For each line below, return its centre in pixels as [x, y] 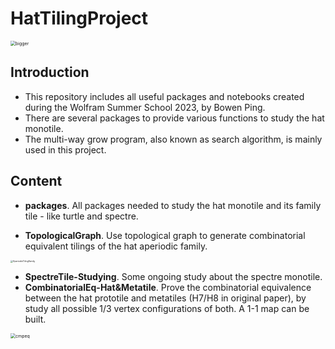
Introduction [50, 72]
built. [35, 319]
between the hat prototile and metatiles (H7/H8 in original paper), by [165, 298]
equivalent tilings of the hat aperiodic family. [116, 246]
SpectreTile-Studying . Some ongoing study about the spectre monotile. [173, 276]
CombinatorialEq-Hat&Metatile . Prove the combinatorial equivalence [168, 287]
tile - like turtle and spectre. [81, 216]
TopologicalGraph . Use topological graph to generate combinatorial [165, 235]
